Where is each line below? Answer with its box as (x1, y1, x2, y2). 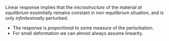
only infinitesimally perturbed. (5, 15, 68, 21)
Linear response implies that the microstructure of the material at (5, 5, 142, 10)
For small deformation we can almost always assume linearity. (12, 30, 143, 36)
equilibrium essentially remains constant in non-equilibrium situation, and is (5, 10, 164, 16)
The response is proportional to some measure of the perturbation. (12, 25, 154, 31)
